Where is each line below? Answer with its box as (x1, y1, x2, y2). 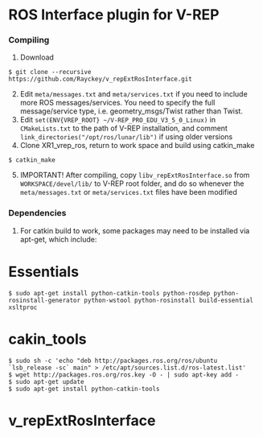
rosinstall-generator (8, 296, 81, 304)
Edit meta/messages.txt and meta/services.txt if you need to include (19, 89, 248, 99)
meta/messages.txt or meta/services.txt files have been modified (19, 188, 237, 197)
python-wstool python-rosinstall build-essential (84, 296, 253, 304)
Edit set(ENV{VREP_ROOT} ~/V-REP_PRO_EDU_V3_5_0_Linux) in (19, 115, 216, 125)
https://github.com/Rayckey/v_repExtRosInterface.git (8, 75, 193, 84)
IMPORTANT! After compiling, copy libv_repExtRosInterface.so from (19, 171, 250, 180)
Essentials (8, 262, 79, 281)
